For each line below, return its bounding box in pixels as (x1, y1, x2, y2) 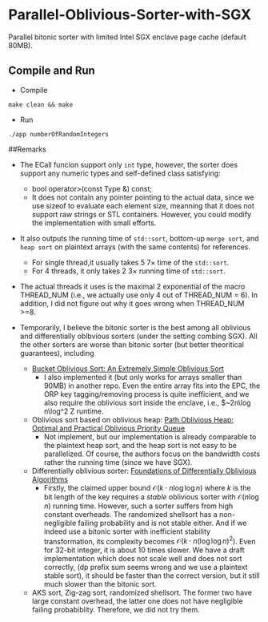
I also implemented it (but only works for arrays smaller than (43, 372, 242, 382)
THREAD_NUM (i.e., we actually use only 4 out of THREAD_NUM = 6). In (19, 290, 258, 300)
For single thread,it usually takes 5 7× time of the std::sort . (31, 257, 230, 267)
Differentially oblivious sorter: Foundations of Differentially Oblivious (31, 466, 257, 475)
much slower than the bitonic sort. (43, 580, 157, 589)
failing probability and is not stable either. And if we (78, 518, 247, 527)
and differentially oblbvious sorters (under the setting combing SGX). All (19, 331, 258, 341)
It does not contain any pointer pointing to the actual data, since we (31, 192, 254, 202)
